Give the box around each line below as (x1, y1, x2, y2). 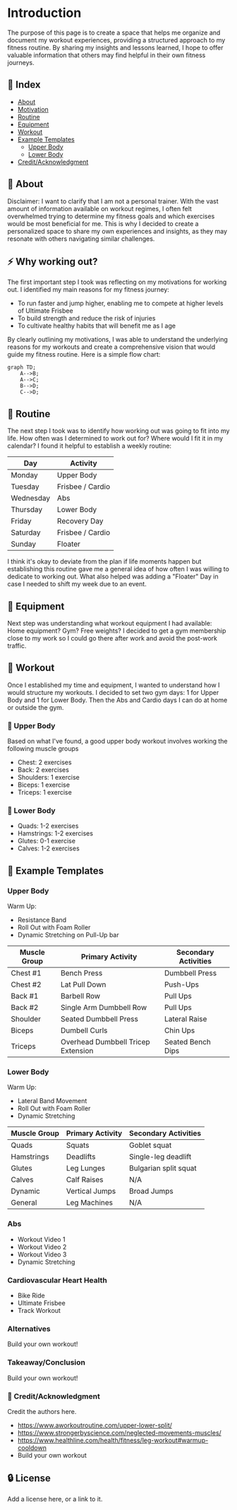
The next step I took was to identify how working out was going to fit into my (7, 427, 230, 435)
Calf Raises (66, 1175, 104, 1184)
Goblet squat (129, 1141, 172, 1151)
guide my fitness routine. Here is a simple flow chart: (7, 350, 161, 359)
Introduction (7, 5, 82, 21)
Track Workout (17, 1306, 61, 1314)
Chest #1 (11, 968, 42, 978)
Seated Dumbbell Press (61, 1014, 139, 1024)
